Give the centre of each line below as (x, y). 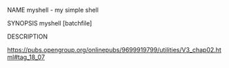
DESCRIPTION (28, 36)
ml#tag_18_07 (26, 57)
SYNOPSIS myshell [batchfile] (50, 23)
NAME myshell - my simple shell (53, 10)
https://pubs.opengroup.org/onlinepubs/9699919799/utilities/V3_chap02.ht (114, 50)
